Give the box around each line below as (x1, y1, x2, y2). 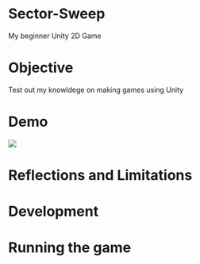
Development (8, 203, 99, 220)
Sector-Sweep (8, 5, 106, 23)
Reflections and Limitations (8, 166, 193, 184)
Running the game (8, 239, 132, 257)
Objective (8, 59, 74, 77)
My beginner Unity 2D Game (8, 31, 102, 40)
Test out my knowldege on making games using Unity (8, 85, 184, 94)
